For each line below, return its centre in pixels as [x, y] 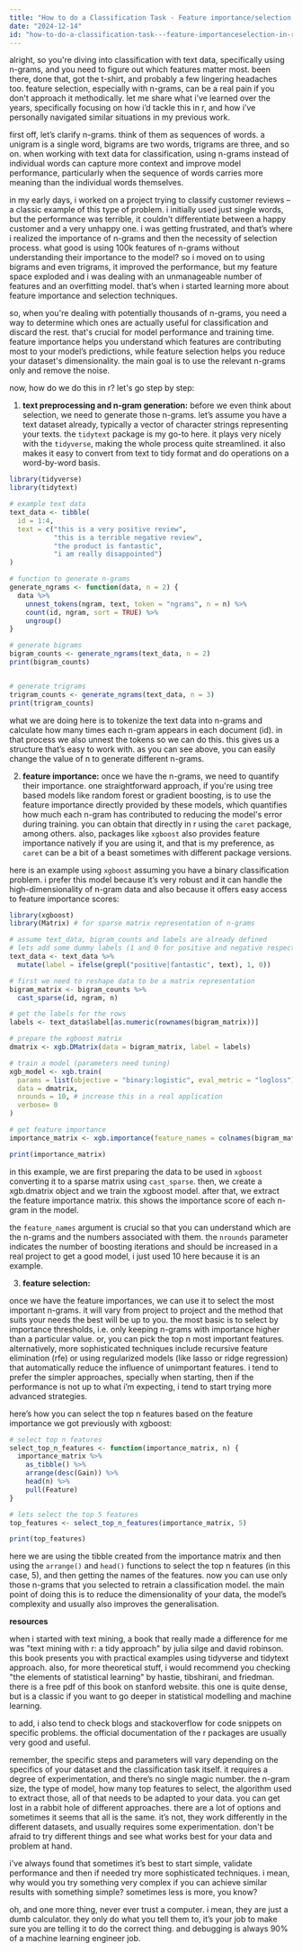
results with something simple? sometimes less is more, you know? [133, 1893]
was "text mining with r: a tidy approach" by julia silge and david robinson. [147, 1649]
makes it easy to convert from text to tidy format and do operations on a [155, 453]
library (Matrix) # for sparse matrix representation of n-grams [132, 924]
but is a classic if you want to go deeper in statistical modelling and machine [151, 1696]
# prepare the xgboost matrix [66, 1039]
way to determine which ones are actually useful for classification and [139, 323]
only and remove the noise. [60, 371]
